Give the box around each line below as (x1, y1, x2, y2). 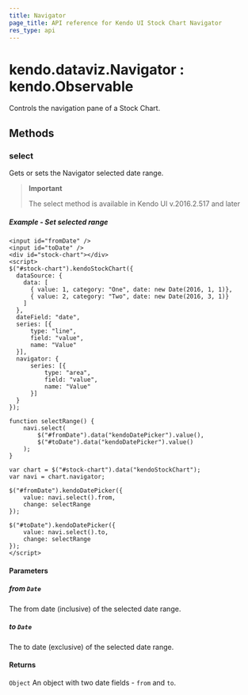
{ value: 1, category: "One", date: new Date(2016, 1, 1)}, (29, 285, 233, 293)
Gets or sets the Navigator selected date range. (9, 168, 164, 178)
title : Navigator (9, 11, 67, 20)
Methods (9, 126, 55, 139)
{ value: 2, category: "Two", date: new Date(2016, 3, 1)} (29, 292, 229, 300)
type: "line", (29, 326, 78, 335)
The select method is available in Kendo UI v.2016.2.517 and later (28, 199, 241, 208)
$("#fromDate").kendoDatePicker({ (9, 487, 124, 495)
